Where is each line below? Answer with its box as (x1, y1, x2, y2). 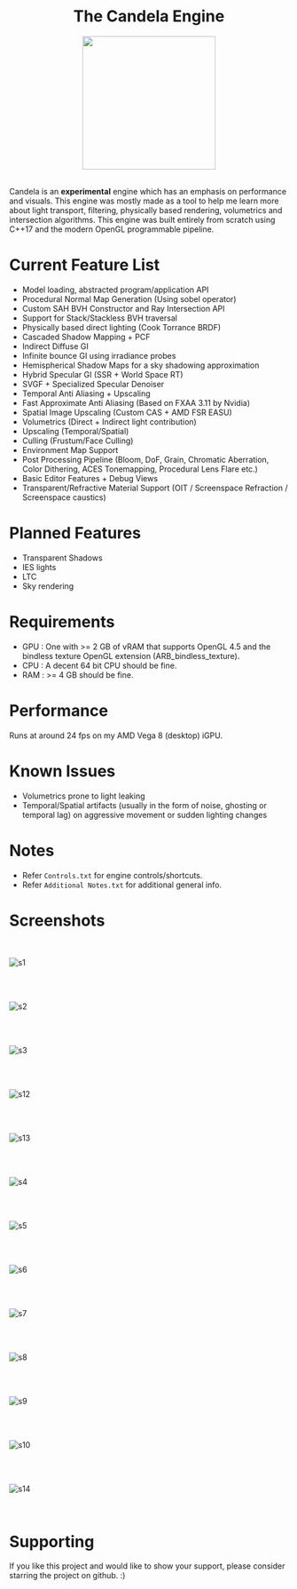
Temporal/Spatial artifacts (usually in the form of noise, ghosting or (21, 799, 268, 810)
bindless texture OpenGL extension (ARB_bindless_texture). (21, 650, 240, 661)
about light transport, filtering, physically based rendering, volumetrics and (9, 204, 283, 215)
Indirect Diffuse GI (21, 340, 89, 352)
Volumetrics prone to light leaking (21, 791, 145, 801)
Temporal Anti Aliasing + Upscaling (21, 388, 151, 399)
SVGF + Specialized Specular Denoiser (21, 378, 165, 389)
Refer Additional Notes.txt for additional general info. (21, 879, 223, 890)
